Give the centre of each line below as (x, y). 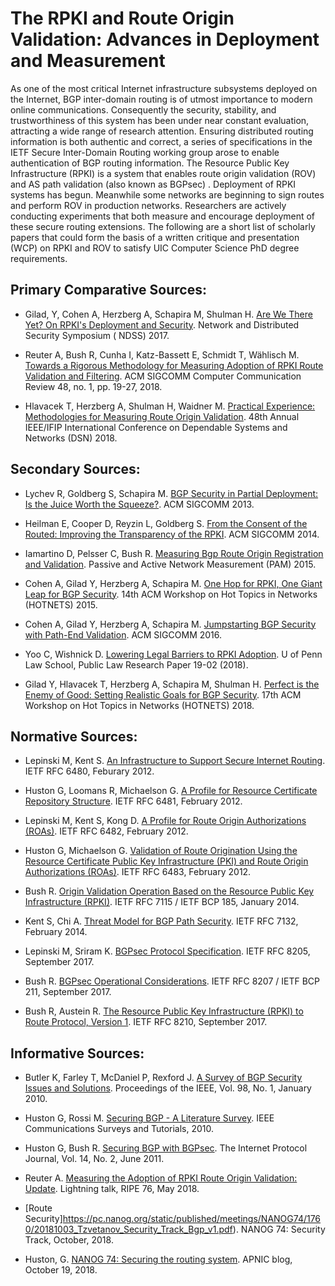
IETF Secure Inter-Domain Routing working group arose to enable (145, 152)
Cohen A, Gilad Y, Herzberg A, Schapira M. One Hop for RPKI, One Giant (173, 583)
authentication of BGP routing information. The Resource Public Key (150, 163)
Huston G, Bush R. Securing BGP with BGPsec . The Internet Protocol (166, 1148)
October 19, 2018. (61, 1270)
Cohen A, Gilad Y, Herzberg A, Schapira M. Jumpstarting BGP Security (170, 624)
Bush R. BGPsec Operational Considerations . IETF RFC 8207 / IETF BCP (172, 981)
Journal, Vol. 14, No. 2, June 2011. (94, 1159)
